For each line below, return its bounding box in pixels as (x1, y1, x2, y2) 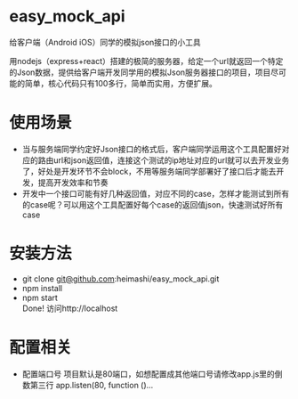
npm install (21, 282, 63, 293)
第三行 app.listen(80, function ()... (29, 379, 154, 390)
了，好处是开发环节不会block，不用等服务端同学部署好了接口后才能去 (21, 166, 277, 176)
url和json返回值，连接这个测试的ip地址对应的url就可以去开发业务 (52, 154, 290, 166)
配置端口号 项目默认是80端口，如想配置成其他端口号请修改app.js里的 (21, 368, 276, 379)
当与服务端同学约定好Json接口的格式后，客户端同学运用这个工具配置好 (21, 143, 282, 154)
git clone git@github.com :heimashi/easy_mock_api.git (21, 273, 220, 284)
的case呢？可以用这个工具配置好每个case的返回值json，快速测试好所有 (21, 199, 284, 210)
